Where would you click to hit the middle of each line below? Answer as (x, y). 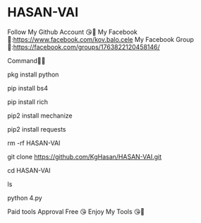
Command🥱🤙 (26, 60)
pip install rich (28, 102)
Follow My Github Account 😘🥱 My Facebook (72, 32)
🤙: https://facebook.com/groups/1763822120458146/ (84, 47)
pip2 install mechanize (40, 115)
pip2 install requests (37, 129)
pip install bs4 (28, 88)
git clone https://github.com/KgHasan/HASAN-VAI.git (85, 156)
